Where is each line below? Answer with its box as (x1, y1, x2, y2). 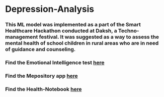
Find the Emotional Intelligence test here (5, 59, 105, 66)
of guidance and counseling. (5, 46, 76, 53)
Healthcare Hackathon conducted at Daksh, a (5, 27, 117, 34)
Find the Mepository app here (5, 72, 78, 79)
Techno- (118, 27, 139, 34)
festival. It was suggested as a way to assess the (39, 34, 159, 41)
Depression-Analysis (5, 3, 94, 15)
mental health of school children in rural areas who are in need (5, 40, 159, 47)
